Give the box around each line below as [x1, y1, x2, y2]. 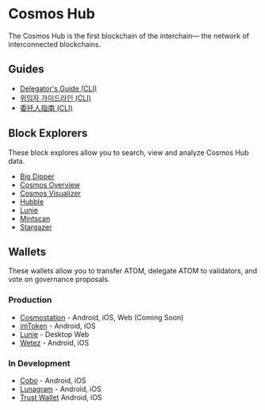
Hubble [19, 196, 44, 207]
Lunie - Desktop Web [19, 329, 90, 338]
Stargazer [19, 222, 52, 231]
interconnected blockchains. [8, 39, 102, 48]
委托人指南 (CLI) [19, 102, 73, 112]
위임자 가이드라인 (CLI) [19, 93, 91, 102]
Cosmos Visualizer [19, 188, 82, 198]
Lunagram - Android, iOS [19, 384, 102, 393]
